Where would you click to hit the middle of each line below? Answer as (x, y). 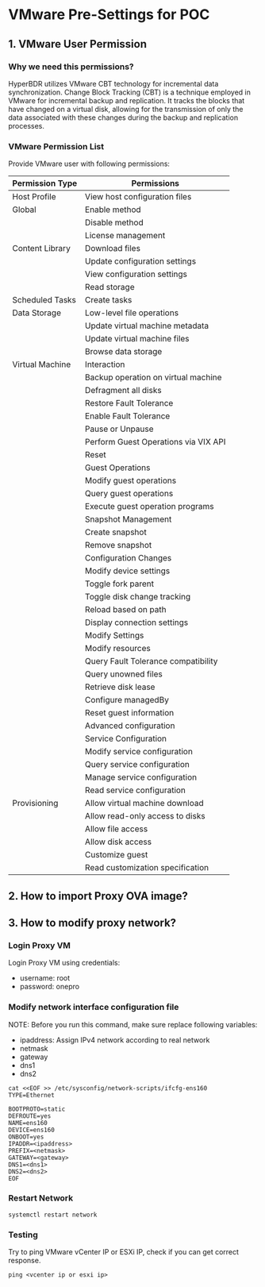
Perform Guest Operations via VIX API (155, 442)
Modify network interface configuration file (94, 1008)
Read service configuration (135, 790)
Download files (113, 249)
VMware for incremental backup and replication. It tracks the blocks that (127, 100)
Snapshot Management (128, 519)
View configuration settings (136, 274)
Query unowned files (123, 674)
